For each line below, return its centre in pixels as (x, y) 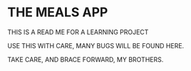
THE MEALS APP (58, 12)
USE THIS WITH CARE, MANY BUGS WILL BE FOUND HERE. (96, 45)
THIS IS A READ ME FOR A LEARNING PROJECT (78, 32)
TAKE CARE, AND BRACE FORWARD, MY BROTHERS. (86, 59)
